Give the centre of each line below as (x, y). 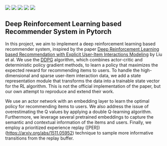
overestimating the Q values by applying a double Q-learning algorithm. (79, 112)
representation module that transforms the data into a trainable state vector (83, 81)
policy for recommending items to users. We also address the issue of (77, 106)
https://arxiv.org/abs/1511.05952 (40, 133)
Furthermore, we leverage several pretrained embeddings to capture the (79, 117)
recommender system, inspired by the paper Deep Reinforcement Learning (82, 49)
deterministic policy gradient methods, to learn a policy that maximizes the (82, 65)
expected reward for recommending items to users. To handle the (73, 70)
